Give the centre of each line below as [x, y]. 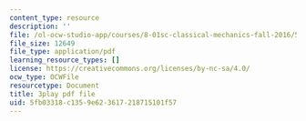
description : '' [40, 26]
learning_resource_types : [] [65, 60]
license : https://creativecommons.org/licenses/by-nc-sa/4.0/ [130, 69]
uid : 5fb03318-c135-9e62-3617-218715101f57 [93, 102]
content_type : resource [55, 18]
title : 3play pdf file [52, 94]
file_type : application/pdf [63, 52]
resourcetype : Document [55, 86]
